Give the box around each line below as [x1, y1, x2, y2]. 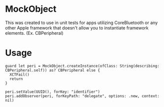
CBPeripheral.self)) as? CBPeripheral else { [5, 68, 100, 73]
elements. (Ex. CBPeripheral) [5, 30, 64, 36]
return [9, 76, 23, 81]
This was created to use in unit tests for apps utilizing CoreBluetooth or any [5, 20, 158, 26]
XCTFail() [9, 72, 30, 77]
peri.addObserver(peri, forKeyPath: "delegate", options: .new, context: [5, 93, 160, 99]
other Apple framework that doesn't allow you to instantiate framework [5, 25, 149, 30]
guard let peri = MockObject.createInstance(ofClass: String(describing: [5, 63, 160, 68]
